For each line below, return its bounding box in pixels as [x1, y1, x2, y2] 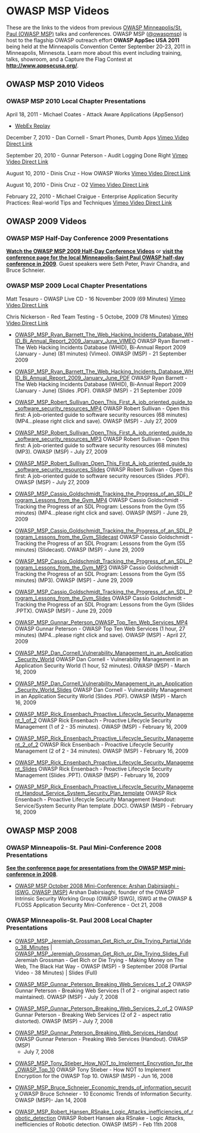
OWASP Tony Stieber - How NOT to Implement [56, 1066, 171, 1073]
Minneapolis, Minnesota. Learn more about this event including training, [6, 49, 182, 56]
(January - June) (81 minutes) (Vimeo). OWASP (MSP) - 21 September [14, 350, 187, 357]
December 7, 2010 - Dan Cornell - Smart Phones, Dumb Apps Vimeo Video [6, 134, 189, 141]
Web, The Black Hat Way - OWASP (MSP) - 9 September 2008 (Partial [14, 962, 187, 970]
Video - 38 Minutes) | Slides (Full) [14, 969, 98, 976]
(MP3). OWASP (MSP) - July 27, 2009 [14, 448, 108, 455]
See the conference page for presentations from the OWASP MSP [6, 865, 171, 872]
